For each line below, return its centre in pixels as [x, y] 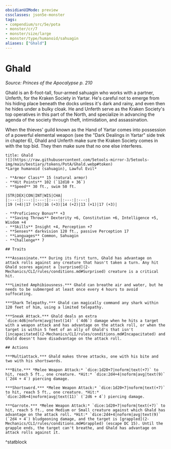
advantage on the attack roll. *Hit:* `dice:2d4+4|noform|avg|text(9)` [83, 414]
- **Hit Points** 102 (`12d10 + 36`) [45, 182]
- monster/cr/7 [21, 29]
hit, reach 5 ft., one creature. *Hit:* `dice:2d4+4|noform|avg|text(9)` [86, 374]
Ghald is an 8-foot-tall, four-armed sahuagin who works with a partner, [80, 92]
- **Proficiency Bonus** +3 [35, 213]
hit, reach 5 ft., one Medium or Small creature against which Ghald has [86, 410]
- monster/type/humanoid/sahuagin [42, 39]
